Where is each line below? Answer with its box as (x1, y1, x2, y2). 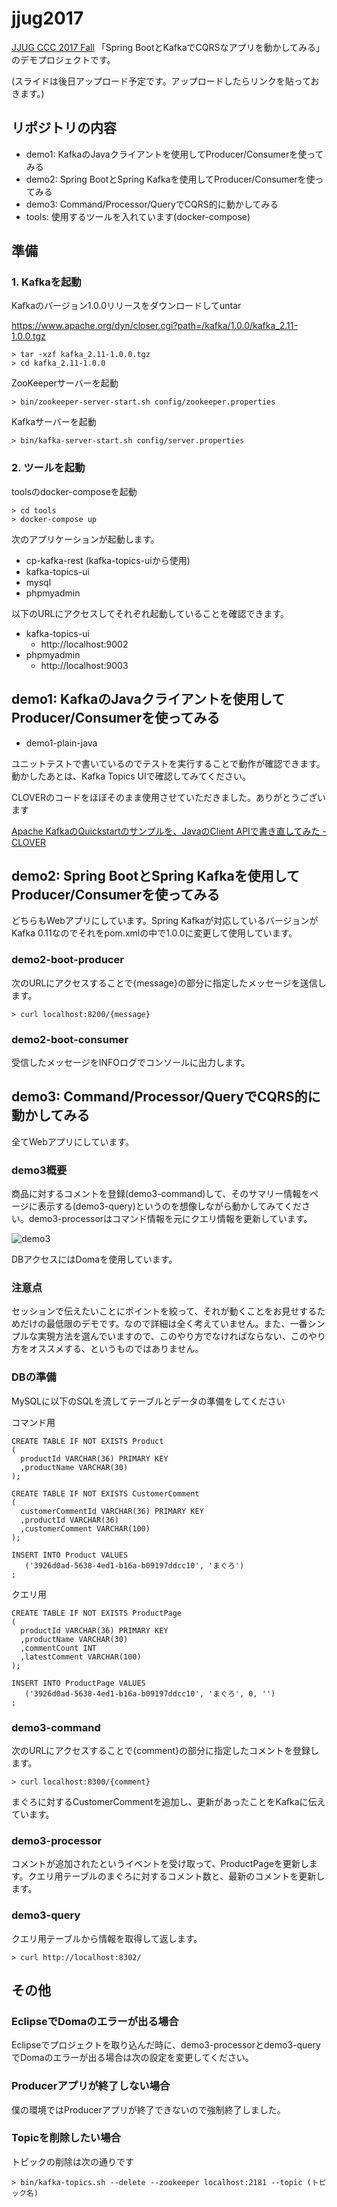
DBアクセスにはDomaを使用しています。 (11, 1253, 178, 1266)
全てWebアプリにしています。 (11, 1135, 134, 1147)
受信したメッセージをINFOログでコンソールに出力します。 (11, 1056, 251, 1068)
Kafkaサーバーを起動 (11, 416, 97, 428)
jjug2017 (11, 7, 84, 30)
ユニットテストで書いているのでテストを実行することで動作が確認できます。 (11, 757, 326, 769)
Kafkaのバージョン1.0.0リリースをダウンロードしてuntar (11, 300, 242, 312)
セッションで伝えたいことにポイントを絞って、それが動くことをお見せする (11, 1305, 318, 1317)
